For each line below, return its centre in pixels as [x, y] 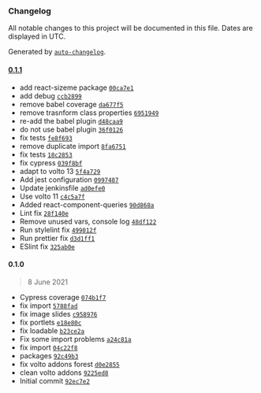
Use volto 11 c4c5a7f [52, 196]
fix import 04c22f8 [48, 347]
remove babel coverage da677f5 [71, 104]
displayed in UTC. [37, 36]
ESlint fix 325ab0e [47, 247]
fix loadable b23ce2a [52, 330]
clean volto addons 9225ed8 [64, 373]
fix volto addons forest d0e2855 [69, 364]
